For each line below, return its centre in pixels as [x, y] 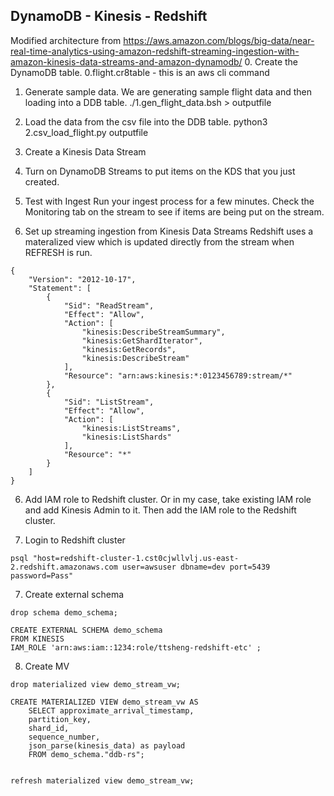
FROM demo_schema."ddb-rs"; [86, 754]
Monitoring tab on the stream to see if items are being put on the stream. [174, 211]
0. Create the [271, 61]
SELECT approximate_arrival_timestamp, [111, 710]
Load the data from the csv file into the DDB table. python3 [146, 121]
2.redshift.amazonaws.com [64, 567]
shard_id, [49, 728]
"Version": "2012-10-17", [82, 279]
